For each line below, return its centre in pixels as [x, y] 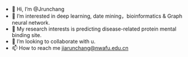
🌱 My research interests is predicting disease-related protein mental [94, 29]
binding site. [27, 35]
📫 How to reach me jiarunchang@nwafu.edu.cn [70, 48]
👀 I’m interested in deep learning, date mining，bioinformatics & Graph [97, 16]
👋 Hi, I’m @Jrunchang [38, 9]
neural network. [31, 23]
